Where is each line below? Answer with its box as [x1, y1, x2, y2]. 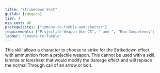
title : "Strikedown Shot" [5, 7, 57, 12]
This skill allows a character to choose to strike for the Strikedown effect [5, 47, 149, 53]
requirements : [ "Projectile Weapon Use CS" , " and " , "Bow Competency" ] [5, 29, 155, 34]
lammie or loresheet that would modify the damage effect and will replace [5, 57, 152, 63]
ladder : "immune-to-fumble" [5, 34, 62, 39]
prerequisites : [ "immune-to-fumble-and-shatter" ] [5, 25, 108, 30]
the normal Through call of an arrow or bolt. [5, 62, 93, 68]
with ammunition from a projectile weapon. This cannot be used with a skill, [5, 52, 156, 58]
